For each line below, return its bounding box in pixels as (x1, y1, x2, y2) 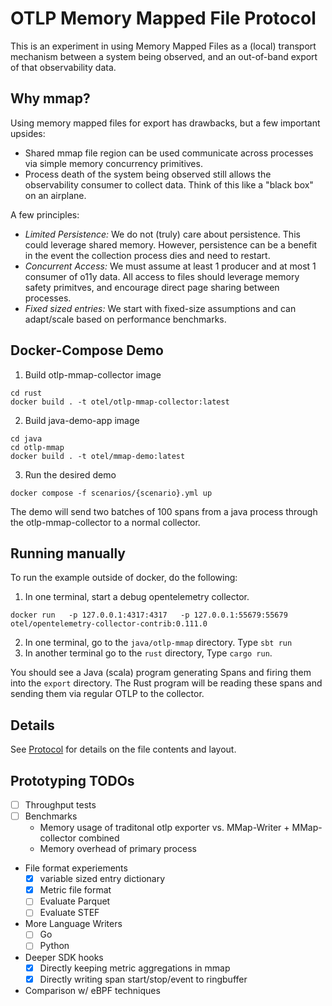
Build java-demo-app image (24, 414, 140, 426)
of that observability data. (10, 61, 117, 73)
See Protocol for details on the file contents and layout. (10, 743, 237, 756)
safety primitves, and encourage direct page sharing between (24, 281, 280, 293)
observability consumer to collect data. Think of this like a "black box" (24, 178, 314, 191)
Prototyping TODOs (10, 772, 135, 789)
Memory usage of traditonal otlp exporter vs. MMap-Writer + (39, 822, 290, 834)
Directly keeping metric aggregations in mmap (39, 962, 231, 974)
